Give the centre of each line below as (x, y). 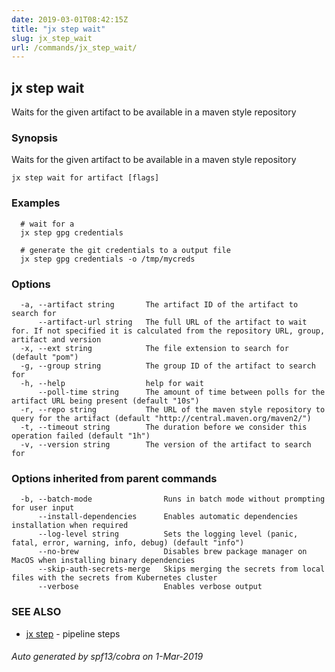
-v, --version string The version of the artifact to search (166, 444)
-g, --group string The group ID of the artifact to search (168, 366)
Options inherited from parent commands (114, 478)
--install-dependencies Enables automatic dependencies (168, 517)
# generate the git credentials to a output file (125, 250)
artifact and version (56, 339)
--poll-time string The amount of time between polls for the (181, 392)
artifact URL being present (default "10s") (105, 401)
